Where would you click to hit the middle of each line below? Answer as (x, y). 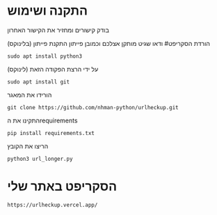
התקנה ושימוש (48, 11)
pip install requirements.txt (51, 133)
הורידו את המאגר (30, 95)
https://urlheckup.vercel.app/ (53, 205)
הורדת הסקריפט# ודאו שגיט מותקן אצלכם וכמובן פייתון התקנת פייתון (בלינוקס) (109, 43)
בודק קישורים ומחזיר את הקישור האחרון (58, 30)
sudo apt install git (39, 82)
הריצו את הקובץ (28, 146)
